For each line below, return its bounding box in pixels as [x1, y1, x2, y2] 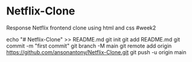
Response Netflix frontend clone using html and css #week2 [6, 24, 156, 31]
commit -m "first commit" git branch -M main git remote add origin [6, 42, 172, 49]
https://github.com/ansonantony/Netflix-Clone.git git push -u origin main [6, 48, 187, 55]
